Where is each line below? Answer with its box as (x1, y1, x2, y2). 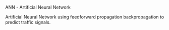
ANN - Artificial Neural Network (5, 4, 71, 10)
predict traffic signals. (5, 19, 51, 25)
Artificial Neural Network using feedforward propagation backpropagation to (5, 14, 164, 19)
